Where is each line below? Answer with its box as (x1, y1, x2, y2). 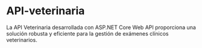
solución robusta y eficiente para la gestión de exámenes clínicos (6, 30, 169, 37)
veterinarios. (6, 36, 37, 43)
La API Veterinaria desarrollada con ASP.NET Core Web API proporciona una (6, 24, 196, 31)
